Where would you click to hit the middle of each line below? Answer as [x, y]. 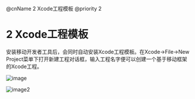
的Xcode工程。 [24, 66]
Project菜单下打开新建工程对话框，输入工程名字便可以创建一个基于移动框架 [97, 59]
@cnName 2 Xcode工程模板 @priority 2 [54, 8]
